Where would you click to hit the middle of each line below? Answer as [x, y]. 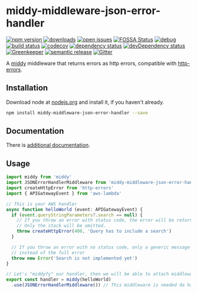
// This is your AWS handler [42, 204]
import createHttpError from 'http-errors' [60, 188]
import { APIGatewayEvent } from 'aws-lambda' [64, 193]
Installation [27, 88]
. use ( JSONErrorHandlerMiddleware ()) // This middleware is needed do [98, 285]
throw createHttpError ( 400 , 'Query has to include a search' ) [94, 231]
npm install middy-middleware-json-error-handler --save [77, 113]
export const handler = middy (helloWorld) [59, 280]
